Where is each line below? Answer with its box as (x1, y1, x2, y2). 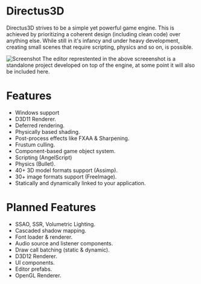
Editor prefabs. (14, 265, 53, 273)
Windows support (14, 109, 60, 116)
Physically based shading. (14, 128, 80, 135)
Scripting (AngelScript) (14, 154, 72, 161)
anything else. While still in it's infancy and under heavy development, (6, 37, 180, 44)
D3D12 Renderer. (14, 252, 57, 260)
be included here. (6, 68, 50, 75)
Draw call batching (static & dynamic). (14, 246, 110, 253)
